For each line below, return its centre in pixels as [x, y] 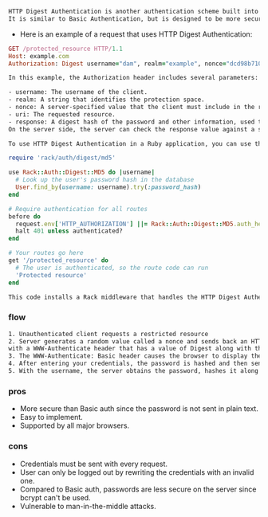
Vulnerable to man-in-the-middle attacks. [88, 506]
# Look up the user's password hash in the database [105, 180]
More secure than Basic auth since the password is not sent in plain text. [139, 409]
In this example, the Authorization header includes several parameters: [134, 78]
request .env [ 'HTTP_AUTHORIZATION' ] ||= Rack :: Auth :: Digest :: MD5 [124, 224]
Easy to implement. [51, 417]
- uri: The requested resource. [62, 114]
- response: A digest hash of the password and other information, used [132, 122]
